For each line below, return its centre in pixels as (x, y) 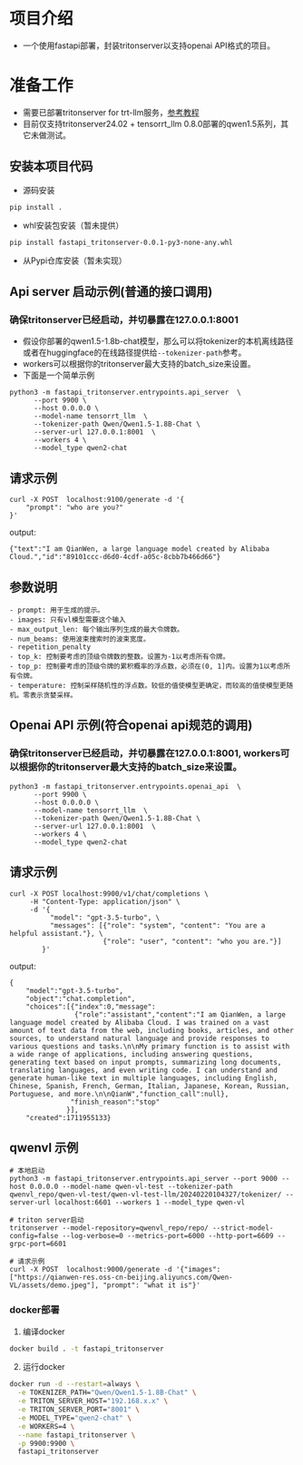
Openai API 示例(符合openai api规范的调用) (131, 726)
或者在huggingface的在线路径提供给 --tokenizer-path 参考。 (134, 353)
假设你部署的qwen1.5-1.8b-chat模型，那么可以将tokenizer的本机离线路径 (158, 341)
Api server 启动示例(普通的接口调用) (111, 292)
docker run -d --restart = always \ (75, 1384)
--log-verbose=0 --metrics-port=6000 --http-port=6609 (168, 1236)
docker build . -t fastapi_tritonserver (87, 1349)
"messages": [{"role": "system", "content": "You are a (157, 925)
